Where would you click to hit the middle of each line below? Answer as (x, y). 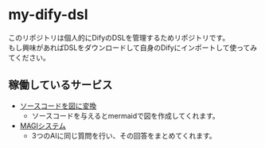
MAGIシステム (43, 126)
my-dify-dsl (49, 15)
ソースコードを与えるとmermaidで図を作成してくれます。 (126, 115)
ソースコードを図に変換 (58, 106)
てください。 (29, 57)
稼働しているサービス (60, 85)
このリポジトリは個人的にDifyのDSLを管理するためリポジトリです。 (119, 37)
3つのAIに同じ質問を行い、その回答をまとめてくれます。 (124, 135)
